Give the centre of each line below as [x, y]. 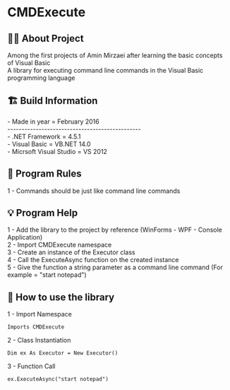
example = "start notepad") [47, 275]
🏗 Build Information [53, 101]
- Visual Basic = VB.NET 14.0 [49, 144]
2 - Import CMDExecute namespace [60, 245]
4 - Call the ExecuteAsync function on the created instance [93, 260]
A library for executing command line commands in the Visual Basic [105, 70]
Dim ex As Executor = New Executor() [63, 353]
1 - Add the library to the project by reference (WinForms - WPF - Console [115, 230]
